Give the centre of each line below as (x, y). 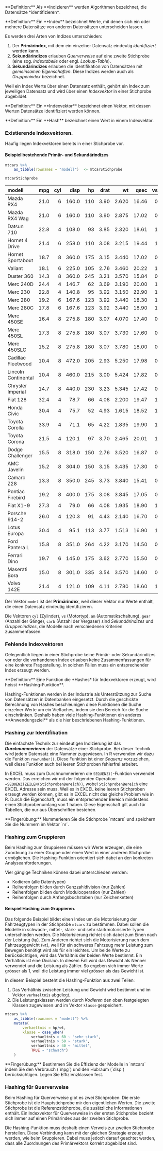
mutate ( (21, 1023)
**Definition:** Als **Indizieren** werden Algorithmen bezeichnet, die (76, 7)
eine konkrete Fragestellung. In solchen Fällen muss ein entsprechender (77, 665)
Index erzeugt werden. (27, 670)
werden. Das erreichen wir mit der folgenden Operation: (61, 778)
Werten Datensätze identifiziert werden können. (53, 111)
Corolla (16, 428)
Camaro (16, 478)
